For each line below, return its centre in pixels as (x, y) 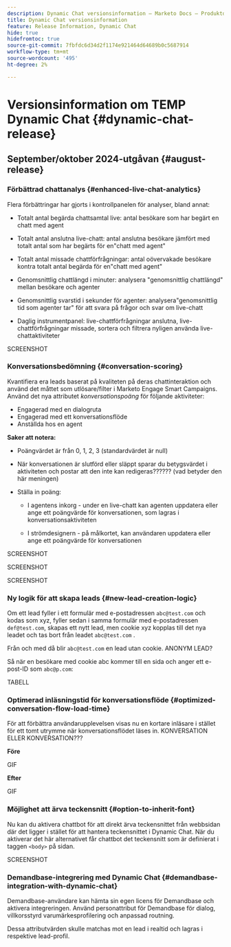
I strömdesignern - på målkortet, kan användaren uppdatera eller (119, 533)
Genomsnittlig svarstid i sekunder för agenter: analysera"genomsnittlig (117, 300)
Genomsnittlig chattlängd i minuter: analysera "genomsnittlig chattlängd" (120, 280)
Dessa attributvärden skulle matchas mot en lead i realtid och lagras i (105, 928)
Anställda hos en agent (49, 424)
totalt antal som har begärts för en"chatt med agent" (91, 245)
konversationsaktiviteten (62, 520)
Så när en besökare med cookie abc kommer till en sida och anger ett (106, 662)
